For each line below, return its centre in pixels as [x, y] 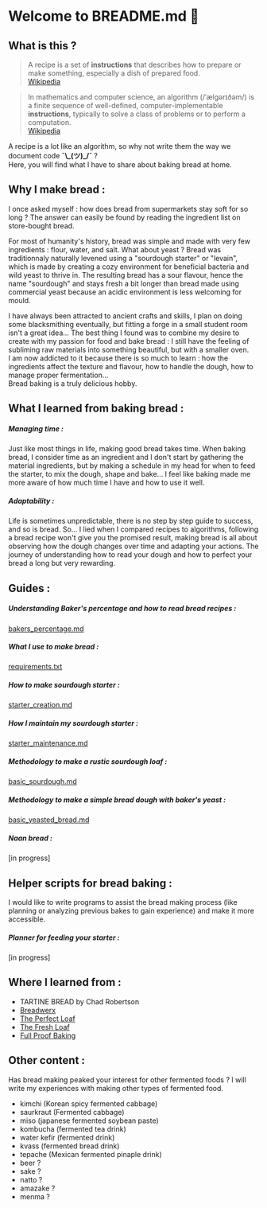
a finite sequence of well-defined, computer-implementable [126, 105]
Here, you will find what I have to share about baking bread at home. [120, 165]
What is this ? [43, 46]
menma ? [35, 1196]
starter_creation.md [41, 705]
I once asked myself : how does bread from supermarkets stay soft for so [128, 208]
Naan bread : [31, 838]
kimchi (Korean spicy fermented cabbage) [89, 1103]
